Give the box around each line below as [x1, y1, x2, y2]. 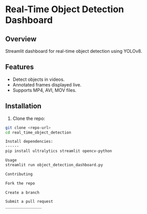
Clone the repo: [12, 115, 46, 121]
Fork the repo [5, 180, 35, 186]
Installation [5, 102, 42, 110]
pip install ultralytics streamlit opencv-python [5, 148, 113, 154]
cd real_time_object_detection [5, 130, 71, 135]
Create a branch [5, 190, 40, 195]
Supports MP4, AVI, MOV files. [12, 87, 77, 93]
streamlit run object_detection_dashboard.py [5, 162, 103, 167]
